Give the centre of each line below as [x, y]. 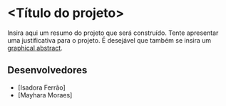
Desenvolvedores [47, 70]
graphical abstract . [35, 48]
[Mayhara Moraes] [45, 95]
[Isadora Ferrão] [41, 88]
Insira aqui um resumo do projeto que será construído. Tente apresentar [113, 33]
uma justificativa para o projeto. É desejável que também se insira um [109, 40]
